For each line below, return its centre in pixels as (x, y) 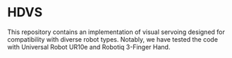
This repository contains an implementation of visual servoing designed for (116, 32)
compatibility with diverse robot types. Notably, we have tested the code (113, 39)
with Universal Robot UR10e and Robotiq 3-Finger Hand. (89, 47)
